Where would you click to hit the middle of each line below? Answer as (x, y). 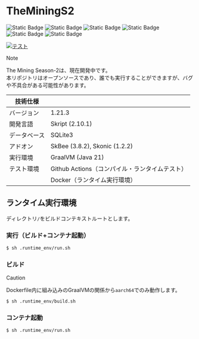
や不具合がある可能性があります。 (48, 85)
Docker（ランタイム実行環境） (93, 180)
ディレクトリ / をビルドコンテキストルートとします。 (70, 218)
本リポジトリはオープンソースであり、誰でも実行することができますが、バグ (100, 77)
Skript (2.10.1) (71, 123)
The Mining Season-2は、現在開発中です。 (59, 70)
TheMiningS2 (40, 11)
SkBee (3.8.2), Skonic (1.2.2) (91, 146)
